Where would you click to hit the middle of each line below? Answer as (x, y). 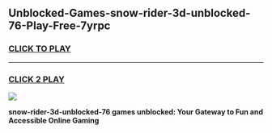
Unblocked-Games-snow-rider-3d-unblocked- (130, 13)
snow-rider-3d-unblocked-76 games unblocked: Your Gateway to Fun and (136, 111)
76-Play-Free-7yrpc (59, 26)
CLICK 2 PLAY (36, 79)
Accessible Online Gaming (54, 120)
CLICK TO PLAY (40, 49)
